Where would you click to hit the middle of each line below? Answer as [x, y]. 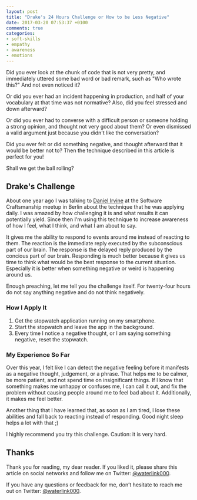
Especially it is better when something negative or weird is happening [90, 268]
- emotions [19, 55]
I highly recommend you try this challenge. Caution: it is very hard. [86, 435]
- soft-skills [24, 39]
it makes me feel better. [35, 399]
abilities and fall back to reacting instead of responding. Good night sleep [95, 417]
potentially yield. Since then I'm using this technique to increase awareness [97, 219]
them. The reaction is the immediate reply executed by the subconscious [94, 244]
